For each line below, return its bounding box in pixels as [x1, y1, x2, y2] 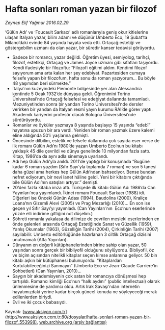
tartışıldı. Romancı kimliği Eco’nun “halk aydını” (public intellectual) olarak [12, 278, 160, 284]
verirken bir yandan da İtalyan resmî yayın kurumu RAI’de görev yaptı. [12, 106, 153, 112]
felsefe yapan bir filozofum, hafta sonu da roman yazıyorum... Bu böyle [12, 75, 156, 81]
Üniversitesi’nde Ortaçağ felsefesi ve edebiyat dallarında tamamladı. [12, 96, 150, 102]
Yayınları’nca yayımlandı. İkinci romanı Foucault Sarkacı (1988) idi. [12, 190, 146, 196]
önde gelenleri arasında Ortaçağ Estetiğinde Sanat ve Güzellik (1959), [12, 221, 153, 227]
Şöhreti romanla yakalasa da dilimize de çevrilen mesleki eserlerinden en [12, 216, 160, 222]
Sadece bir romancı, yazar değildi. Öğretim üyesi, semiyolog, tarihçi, [12, 54, 151, 60]
